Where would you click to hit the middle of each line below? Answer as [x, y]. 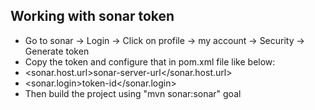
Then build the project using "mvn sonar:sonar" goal [133, 93]
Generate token [57, 51]
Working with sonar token [92, 16]
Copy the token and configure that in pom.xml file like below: [150, 61]
